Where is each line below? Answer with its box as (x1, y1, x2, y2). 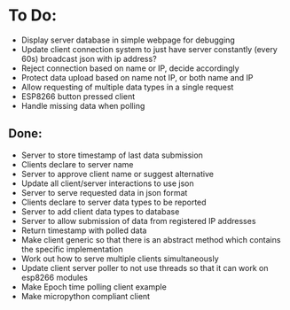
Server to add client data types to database (20, 205, 180, 217)
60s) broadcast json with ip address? (20, 53, 157, 64)
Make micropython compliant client (20, 291, 151, 301)
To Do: (8, 5, 58, 26)
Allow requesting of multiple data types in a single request (20, 81, 234, 92)
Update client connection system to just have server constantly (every (20, 43, 278, 54)
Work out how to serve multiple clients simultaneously (20, 253, 219, 264)
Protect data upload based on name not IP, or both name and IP (20, 72, 254, 82)
